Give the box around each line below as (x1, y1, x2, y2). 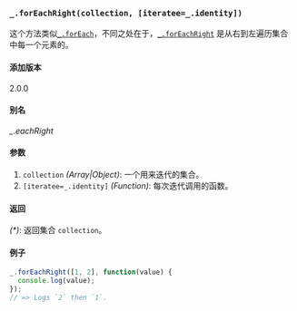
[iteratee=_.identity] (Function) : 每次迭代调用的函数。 (22, 180, 233, 191)
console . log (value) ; (17, 277, 95, 286)
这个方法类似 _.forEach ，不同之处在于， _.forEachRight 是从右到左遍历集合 (9, 28, 289, 39)
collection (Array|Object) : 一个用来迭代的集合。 (22, 169, 204, 180)
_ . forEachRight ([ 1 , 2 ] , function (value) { (9, 267, 173, 277)
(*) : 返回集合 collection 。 (9, 225, 107, 236)
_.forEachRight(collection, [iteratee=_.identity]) (9, 7, 243, 18)
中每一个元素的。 (9, 39, 74, 51)
